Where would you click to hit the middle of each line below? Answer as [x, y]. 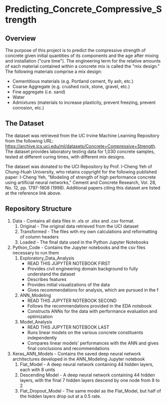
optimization [40, 316]
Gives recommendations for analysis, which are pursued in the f [93, 290]
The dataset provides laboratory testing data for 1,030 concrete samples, [80, 151]
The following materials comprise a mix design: [54, 71]
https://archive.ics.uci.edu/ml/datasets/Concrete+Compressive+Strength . [81, 146]
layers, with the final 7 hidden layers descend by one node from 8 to [90, 380]
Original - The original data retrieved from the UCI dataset [79, 226]
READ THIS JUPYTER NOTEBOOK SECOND [72, 300]
